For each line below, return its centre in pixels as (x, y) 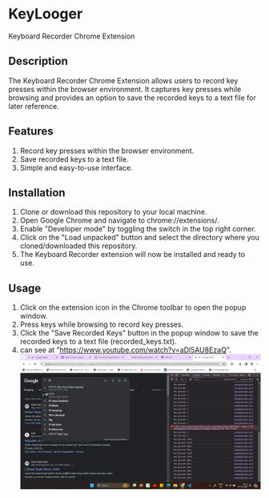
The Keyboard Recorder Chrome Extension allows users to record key (123, 80)
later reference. (34, 106)
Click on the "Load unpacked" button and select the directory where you (140, 238)
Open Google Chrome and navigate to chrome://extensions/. (119, 220)
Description (38, 61)
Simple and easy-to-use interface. (76, 167)
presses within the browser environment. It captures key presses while (125, 89)
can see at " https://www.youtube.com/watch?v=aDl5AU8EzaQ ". (126, 350)
